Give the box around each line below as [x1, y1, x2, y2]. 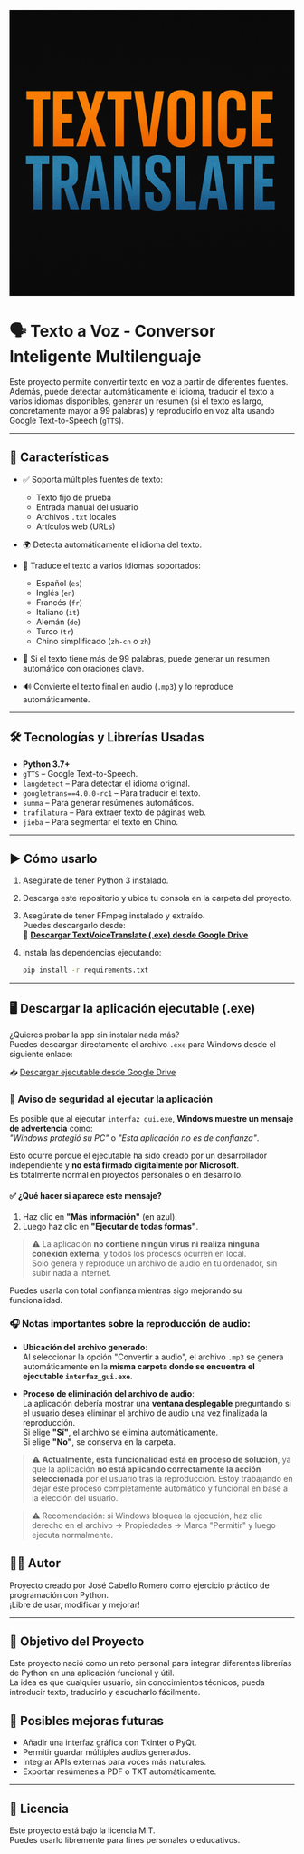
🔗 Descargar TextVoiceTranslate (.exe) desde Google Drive [22, 929, 249, 940]
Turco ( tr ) [35, 625, 74, 636]
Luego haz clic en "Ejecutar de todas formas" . [22, 1221, 199, 1231]
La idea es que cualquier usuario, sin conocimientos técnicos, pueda [9, 1677, 265, 1688]
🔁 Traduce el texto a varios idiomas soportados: [22, 560, 202, 571]
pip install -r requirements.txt [22, 966, 149, 976]
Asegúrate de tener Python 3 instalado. [22, 875, 169, 886]
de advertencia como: [9, 1123, 93, 1134]
